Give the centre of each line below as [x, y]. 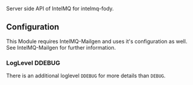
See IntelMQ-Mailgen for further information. [61, 47]
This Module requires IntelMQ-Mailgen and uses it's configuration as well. [97, 41]
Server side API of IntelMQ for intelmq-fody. [60, 9]
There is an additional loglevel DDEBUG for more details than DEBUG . [86, 76]
